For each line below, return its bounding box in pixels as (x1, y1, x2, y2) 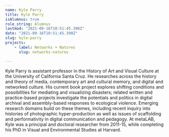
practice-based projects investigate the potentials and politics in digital (5, 94, 153, 101)
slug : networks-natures (18, 49, 69, 54)
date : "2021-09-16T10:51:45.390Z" (5, 31, 78, 36)
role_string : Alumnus (5, 21, 51, 27)
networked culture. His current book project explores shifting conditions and (5, 84, 164, 90)
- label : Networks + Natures (14, 45, 76, 50)
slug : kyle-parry (5, 36, 42, 41)
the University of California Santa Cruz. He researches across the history (5, 73, 157, 79)
